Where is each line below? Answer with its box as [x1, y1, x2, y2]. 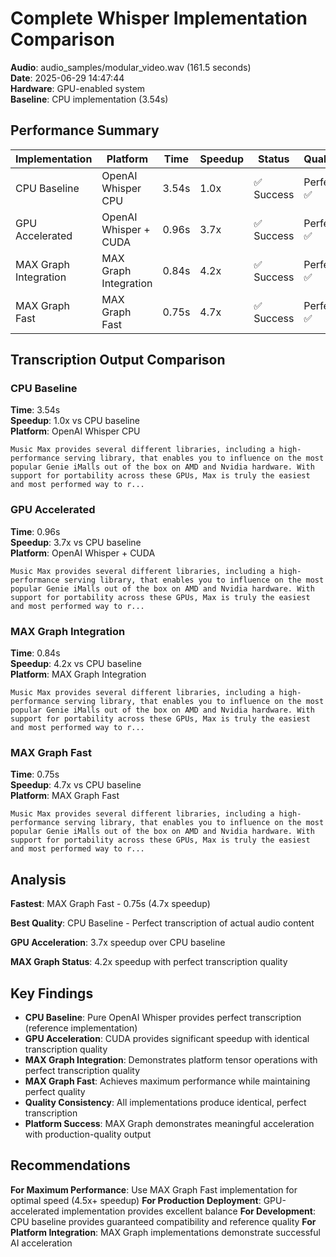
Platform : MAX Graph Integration [10, 668, 147, 681]
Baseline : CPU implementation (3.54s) [10, 93, 169, 105]
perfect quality [24, 1085, 86, 1097]
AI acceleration [10, 1237, 73, 1249]
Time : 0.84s [10, 647, 61, 659]
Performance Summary [10, 122, 160, 139]
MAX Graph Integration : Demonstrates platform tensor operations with [24, 1053, 318, 1066]
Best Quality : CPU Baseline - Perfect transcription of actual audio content [10, 917, 315, 929]
